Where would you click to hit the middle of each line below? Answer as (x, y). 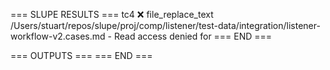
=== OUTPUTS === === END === (81, 55)
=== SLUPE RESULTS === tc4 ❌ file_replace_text (112, 14)
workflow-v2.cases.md (58, 36)
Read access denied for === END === (193, 36)
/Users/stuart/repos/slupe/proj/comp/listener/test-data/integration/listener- (165, 25)
